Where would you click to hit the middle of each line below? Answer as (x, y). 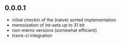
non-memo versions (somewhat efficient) (55, 30)
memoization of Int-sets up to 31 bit (48, 25)
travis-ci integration (32, 35)
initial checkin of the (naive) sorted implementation (64, 20)
